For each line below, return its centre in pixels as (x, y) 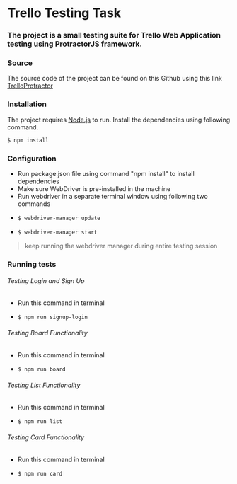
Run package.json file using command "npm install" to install (106, 173)
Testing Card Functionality (46, 437)
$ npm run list (40, 421)
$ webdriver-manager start (57, 232)
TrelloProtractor (30, 86)
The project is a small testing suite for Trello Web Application (114, 35)
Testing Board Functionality (48, 333)
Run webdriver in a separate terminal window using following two (113, 196)
